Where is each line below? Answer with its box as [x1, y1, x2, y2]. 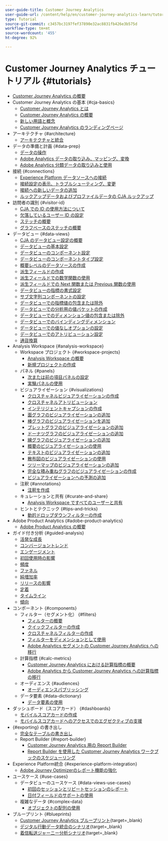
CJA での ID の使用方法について [19, 206, 85, 212]
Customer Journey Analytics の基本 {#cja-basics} [12, 99, 115, 105]
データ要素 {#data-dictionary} [19, 693, 81, 699]
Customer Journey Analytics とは [19, 105, 89, 111]
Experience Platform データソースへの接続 [19, 174, 107, 181]
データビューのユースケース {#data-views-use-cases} [19, 779, 131, 785]
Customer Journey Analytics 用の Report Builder [27, 742, 127, 748]
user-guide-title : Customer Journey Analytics [5, 7, 104, 13]
